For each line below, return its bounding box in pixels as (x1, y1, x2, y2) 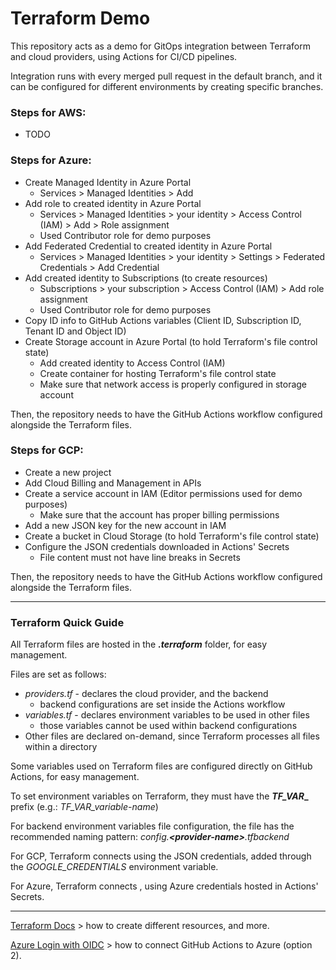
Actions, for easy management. (10, 771, 140, 783)
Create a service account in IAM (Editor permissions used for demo (24, 487, 303, 499)
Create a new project (24, 466, 112, 478)
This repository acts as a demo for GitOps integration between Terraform (10, 40, 311, 52)
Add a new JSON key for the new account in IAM (24, 519, 227, 531)
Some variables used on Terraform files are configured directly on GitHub (10, 760, 313, 772)
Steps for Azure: (10, 153, 92, 167)
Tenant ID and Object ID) (24, 325, 127, 337)
